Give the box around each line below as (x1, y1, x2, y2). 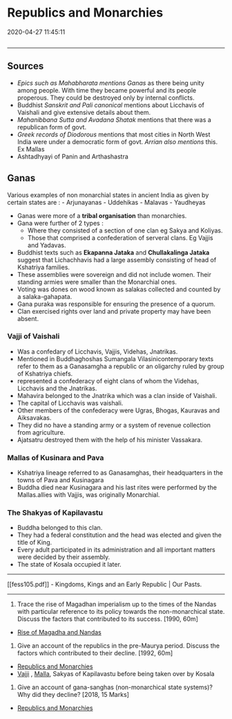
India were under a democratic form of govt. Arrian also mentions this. (17, 137, 218, 146)
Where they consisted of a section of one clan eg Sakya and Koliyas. (27, 226, 223, 235)
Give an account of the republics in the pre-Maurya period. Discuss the (17, 641, 220, 650)
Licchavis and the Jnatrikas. (17, 384, 97, 392)
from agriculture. (17, 428, 66, 437)
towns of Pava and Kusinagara (17, 476, 104, 484)
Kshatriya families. (17, 263, 70, 271)
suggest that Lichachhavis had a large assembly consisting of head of (17, 255, 217, 264)
